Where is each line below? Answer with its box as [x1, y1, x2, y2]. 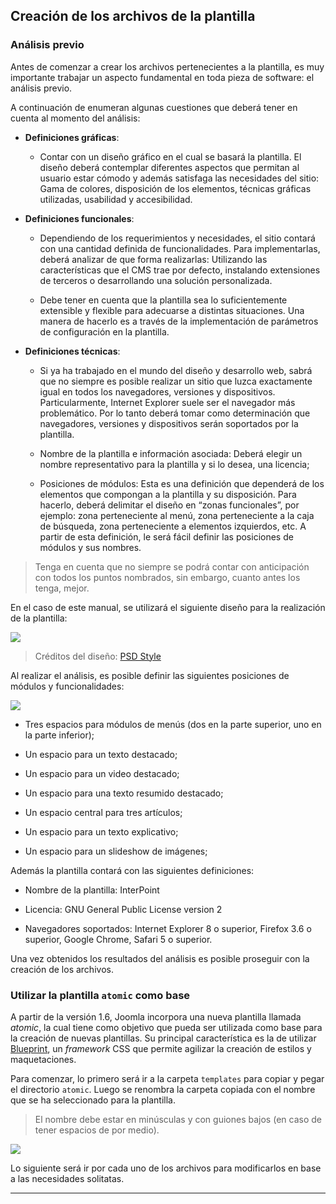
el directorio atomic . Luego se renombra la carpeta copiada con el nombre [10, 1083, 316, 1095]
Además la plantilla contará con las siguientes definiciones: [10, 864, 255, 876]
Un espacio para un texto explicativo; [24, 825, 179, 838]
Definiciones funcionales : [24, 212, 135, 224]
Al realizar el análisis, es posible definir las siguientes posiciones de [10, 669, 290, 681]
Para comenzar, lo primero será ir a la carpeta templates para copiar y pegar [10, 1072, 325, 1084]
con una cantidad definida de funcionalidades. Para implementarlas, [39, 242, 321, 254]
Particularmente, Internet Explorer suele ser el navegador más [39, 396, 296, 408]
